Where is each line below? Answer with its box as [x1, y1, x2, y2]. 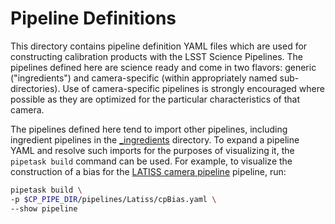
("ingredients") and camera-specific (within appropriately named [10, 72, 278, 84]
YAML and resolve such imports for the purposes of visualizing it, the [10, 144, 295, 156]
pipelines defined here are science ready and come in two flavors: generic [10, 61, 317, 73]
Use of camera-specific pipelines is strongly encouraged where [62, 82, 325, 94]
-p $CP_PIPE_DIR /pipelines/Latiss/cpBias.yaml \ [10, 194, 217, 204]
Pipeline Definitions [10, 7, 177, 30]
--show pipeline [10, 203, 78, 214]
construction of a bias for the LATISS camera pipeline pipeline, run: [10, 165, 287, 177]
